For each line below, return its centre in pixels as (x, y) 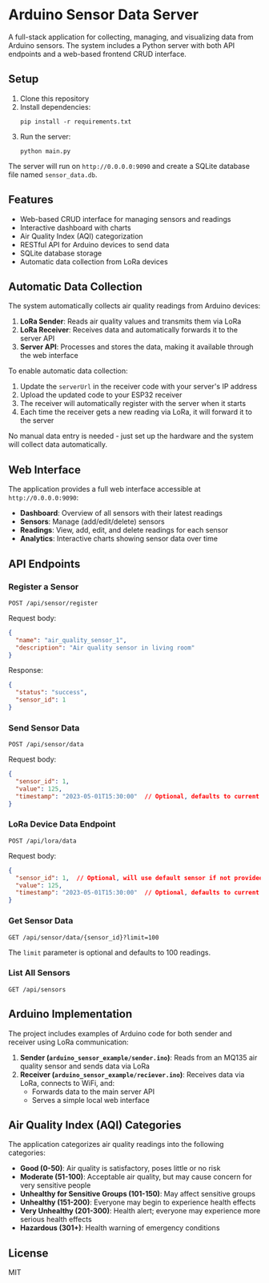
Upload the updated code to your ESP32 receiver (101, 395)
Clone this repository (54, 99)
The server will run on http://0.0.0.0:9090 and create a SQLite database (129, 166)
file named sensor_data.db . (53, 175)
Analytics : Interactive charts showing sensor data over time (119, 539)
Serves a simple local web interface (90, 1100)
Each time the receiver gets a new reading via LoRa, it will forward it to (136, 412)
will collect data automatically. (58, 444)
